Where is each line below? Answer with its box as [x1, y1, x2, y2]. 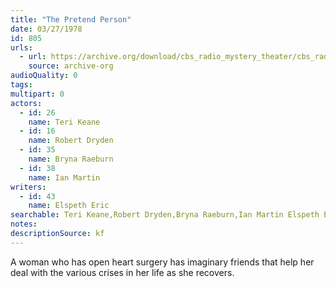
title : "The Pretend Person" [10, 14, 132, 25]
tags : [10, 80, 33, 90]
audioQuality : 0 [10, 71, 78, 81]
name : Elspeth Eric [28, 201, 110, 211]
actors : [10, 98, 43, 108]
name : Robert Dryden [28, 136, 114, 146]
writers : [10, 182, 47, 192]
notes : [10, 219, 38, 230]
